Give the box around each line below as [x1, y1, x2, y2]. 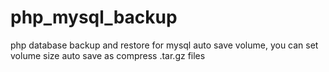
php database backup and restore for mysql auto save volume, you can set [10, 39, 319, 51]
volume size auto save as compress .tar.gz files [10, 49, 206, 61]
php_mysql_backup [10, 6, 178, 29]
